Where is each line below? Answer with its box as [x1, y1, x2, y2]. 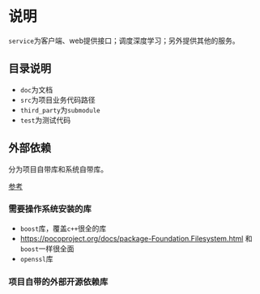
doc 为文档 [19, 84, 53, 94]
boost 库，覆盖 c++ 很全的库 [19, 224, 107, 233]
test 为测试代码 [19, 115, 71, 125]
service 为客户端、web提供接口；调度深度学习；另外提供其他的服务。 [8, 36, 241, 45]
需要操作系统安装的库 [8, 203, 92, 215]
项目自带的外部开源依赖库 [8, 276, 109, 288]
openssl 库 [19, 254, 53, 263]
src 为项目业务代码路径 [19, 95, 96, 104]
